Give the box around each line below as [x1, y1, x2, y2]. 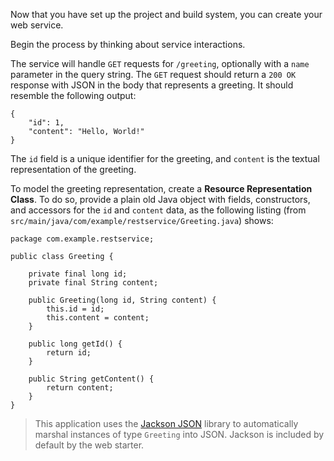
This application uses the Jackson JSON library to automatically [34, 418, 299, 429]
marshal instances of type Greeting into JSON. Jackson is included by [34, 429, 325, 440]
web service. [10, 19, 64, 31]
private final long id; [28, 269, 128, 279]
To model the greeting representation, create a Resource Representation [10, 183, 313, 194]
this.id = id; [46, 304, 105, 314]
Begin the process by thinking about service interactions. [10, 39, 246, 50]
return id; [46, 348, 92, 358]
